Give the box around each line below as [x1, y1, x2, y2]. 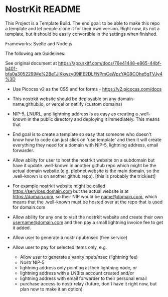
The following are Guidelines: [5, 50, 66, 56]
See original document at [5, 60, 57, 66]
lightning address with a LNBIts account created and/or [20, 270, 134, 276]
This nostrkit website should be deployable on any [12, 96, 117, 102]
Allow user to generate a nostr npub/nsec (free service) [12, 234, 128, 240]
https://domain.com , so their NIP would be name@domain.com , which [12, 193, 157, 199]
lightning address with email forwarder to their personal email [20, 275, 147, 281]
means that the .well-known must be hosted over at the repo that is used [12, 199, 163, 205]
